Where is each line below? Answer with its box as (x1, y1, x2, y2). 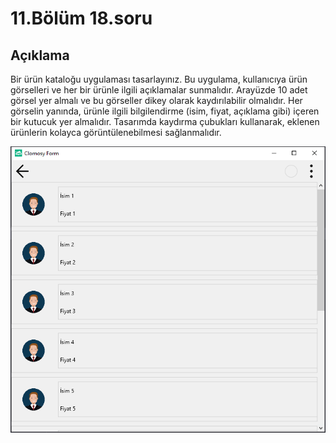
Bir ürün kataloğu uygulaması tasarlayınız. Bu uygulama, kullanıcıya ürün (10, 73, 308, 85)
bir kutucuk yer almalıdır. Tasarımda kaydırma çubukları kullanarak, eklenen (10, 116, 320, 127)
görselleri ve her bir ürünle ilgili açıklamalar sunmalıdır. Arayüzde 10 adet (10, 84, 308, 96)
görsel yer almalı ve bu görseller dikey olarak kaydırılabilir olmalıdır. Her (10, 95, 303, 106)
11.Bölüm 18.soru (10, 7, 153, 30)
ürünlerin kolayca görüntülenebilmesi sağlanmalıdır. (10, 127, 222, 138)
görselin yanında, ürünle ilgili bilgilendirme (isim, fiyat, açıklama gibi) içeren (10, 105, 320, 117)
